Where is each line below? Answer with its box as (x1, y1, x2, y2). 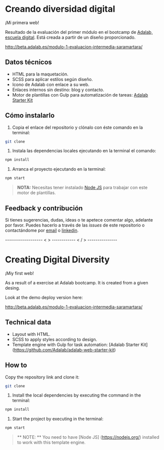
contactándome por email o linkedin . (5, 227, 79, 233)
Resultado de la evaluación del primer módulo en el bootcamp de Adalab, (5, 29, 153, 35)
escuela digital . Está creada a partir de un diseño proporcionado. (5, 34, 136, 40)
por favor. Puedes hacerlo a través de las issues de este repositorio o (5, 222, 145, 228)
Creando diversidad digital (5, 3, 116, 15)
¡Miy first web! (5, 270, 34, 276)
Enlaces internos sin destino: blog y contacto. (12, 87, 104, 93)
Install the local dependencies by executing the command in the (12, 392, 141, 398)
